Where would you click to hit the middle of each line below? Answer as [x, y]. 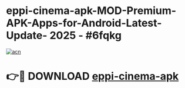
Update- [27, 36]
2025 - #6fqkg [86, 36]
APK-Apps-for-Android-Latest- [84, 23]
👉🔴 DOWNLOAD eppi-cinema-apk [92, 76]
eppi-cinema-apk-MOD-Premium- [91, 11]
